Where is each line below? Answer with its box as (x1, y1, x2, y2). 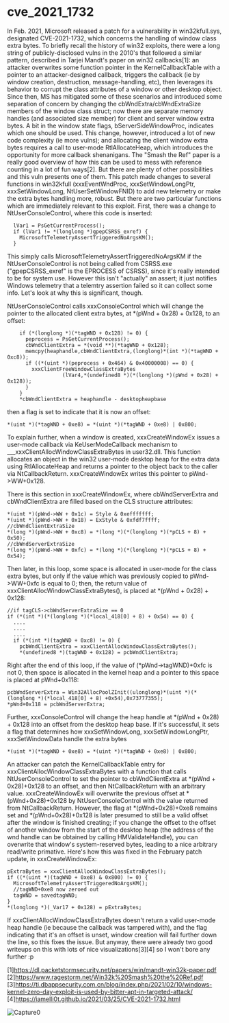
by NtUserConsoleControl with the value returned (68, 796, 208, 804)
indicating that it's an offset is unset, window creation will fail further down (7, 930, 217, 939)
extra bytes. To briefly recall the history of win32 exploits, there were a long (7, 41, 220, 49)
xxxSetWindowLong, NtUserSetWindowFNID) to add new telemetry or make (7, 186, 221, 195)
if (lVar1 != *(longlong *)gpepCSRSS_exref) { (13, 228, 148, 235)
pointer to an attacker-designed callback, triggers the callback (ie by (7, 70, 200, 79)
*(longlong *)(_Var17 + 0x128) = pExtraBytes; (7, 904, 142, 911)
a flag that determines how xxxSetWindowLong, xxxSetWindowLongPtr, (7, 727, 210, 736)
